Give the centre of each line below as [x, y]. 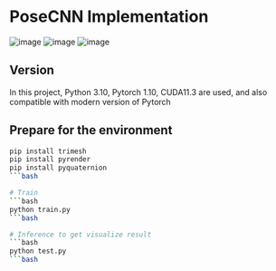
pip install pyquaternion [58, 168]
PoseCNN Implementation [109, 17]
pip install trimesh [48, 151]
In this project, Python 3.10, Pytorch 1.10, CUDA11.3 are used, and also [138, 92]
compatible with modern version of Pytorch [90, 102]
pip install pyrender [50, 160]
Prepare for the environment [91, 130]
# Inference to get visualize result [81, 234]
